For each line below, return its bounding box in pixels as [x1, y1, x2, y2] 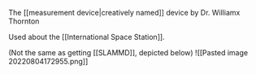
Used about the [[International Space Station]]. [8, 33, 165, 41]
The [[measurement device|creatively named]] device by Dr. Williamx [8, 8, 241, 17]
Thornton [8, 16, 40, 26]
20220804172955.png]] [8, 57, 89, 66]
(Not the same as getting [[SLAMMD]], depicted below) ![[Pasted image [8, 48, 249, 57]
